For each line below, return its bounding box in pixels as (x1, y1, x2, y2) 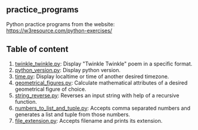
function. (14, 98, 38, 105)
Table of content (6, 44, 69, 54)
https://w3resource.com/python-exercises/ (6, 27, 112, 34)
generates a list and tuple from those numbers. (14, 110, 130, 118)
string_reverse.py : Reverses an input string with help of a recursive (14, 92, 180, 99)
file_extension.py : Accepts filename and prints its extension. (14, 117, 163, 124)
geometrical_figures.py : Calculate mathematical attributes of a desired (14, 79, 188, 86)
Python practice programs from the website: (6, 20, 115, 27)
